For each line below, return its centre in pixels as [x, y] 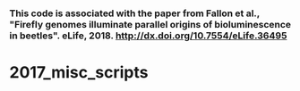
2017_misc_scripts [79, 73]
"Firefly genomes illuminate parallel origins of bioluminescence [150, 24]
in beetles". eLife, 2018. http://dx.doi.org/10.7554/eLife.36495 [148, 36]
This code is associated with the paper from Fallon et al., [134, 13]
